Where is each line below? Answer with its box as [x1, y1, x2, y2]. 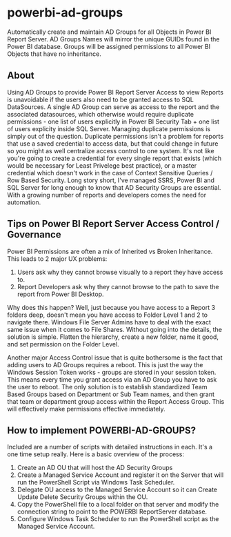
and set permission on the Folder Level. [7, 340, 119, 348]
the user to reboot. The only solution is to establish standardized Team [7, 382, 208, 391]
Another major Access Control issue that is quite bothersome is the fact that [7, 353, 223, 362]
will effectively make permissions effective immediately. [7, 404, 165, 413]
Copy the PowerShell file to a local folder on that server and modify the [17, 500, 219, 509]
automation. [7, 198, 41, 206]
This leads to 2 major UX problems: [7, 254, 108, 263]
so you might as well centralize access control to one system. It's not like [7, 146, 215, 155]
